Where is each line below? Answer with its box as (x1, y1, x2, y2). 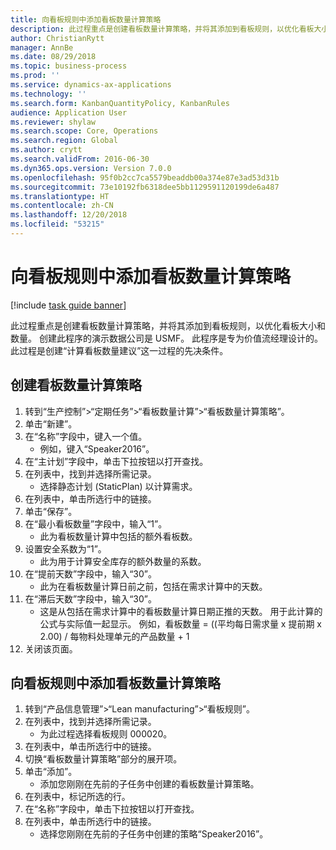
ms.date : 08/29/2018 (10, 52, 97, 62)
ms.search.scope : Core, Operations (10, 126, 159, 136)
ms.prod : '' (10, 71, 60, 81)
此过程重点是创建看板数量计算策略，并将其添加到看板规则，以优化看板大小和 (10, 319, 326, 331)
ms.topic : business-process (10, 61, 128, 71)
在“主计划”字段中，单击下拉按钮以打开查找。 (24, 455, 209, 467)
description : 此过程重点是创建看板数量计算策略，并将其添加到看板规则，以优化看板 (10, 24, 315, 34)
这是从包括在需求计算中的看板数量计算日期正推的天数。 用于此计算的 (39, 605, 323, 617)
